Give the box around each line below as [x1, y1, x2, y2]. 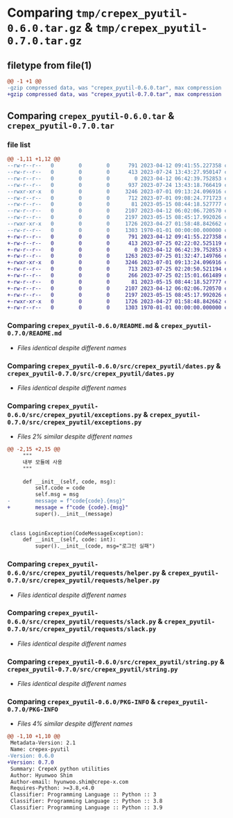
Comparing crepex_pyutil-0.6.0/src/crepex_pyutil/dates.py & [7, 361, 221, 370]
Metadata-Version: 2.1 [10, 739, 76, 746]
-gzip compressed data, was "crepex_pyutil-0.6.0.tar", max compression [7, 84, 222, 91]
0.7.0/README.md [7, 329, 62, 338]
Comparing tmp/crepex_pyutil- [7, 5, 189, 21]
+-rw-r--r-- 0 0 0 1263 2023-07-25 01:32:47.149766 [7, 252, 222, 260]
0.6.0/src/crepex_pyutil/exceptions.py [7, 411, 142, 418]
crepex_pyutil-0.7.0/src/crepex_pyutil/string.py [7, 665, 178, 673]
